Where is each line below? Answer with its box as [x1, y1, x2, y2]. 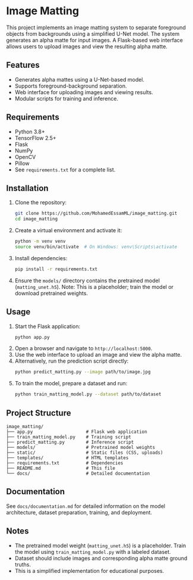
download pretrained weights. [14, 289, 88, 297]
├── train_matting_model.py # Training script [6, 434, 132, 440]
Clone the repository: [14, 199, 67, 206]
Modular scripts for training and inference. [14, 95, 119, 102]
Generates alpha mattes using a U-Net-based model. [14, 76, 144, 83]
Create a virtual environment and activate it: [14, 227, 122, 234]
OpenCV [14, 153, 36, 160]
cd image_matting [14, 216, 58, 222]
